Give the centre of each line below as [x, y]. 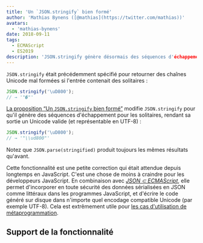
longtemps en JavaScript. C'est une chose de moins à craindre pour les [95, 174]
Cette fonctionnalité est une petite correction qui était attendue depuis [94, 168]
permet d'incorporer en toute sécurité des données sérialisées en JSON [96, 187]
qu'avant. [18, 156]
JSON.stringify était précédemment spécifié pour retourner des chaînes [96, 74]
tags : [13, 40]
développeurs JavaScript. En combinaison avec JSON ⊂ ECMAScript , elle [98, 181]
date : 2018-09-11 [28, 34]
